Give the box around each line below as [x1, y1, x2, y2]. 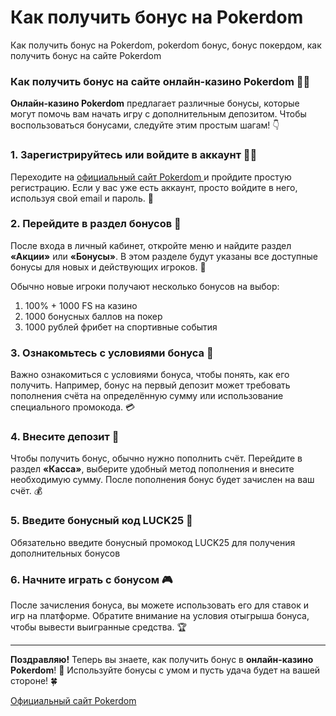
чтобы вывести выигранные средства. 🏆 [10, 621, 187, 633]
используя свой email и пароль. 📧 [10, 192, 154, 204]
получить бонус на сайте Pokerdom [10, 49, 162, 61]
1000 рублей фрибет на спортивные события [24, 321, 218, 333]
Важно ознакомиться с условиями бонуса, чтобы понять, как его [10, 369, 290, 381]
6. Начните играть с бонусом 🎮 [10, 572, 173, 586]
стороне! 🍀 [10, 675, 58, 687]
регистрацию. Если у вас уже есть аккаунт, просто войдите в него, [10, 181, 298, 193]
